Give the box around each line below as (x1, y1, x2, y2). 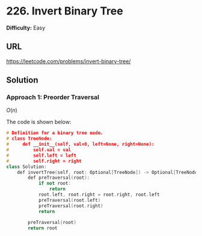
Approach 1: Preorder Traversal (6, 93, 100, 102)
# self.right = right (6, 158, 82, 164)
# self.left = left (6, 152, 77, 158)
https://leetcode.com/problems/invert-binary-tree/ (6, 57, 131, 64)
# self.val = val (6, 147, 71, 153)
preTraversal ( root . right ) (38, 203, 103, 209)
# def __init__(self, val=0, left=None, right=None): (6, 141, 155, 147)
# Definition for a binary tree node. (6, 130, 103, 136)
